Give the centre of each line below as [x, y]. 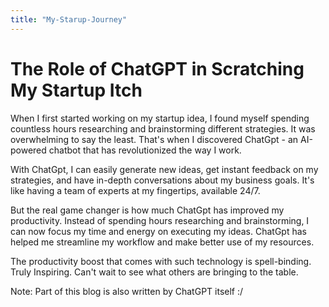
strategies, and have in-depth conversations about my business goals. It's [162, 180]
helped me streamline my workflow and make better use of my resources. [162, 242]
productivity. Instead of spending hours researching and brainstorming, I [160, 220]
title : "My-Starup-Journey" [69, 19]
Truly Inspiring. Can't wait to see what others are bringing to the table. [154, 272]
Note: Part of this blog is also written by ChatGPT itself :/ [127, 291]
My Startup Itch [76, 90]
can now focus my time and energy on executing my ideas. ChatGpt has [158, 231]
